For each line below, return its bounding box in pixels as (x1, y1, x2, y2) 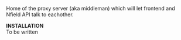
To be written (6, 28, 38, 35)
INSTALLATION (6, 23, 44, 29)
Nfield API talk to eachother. (6, 11, 74, 18)
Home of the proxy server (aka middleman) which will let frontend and (6, 5, 175, 12)
